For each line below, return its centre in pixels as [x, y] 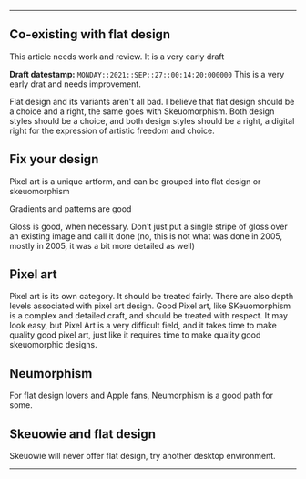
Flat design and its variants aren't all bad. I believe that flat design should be [152, 101]
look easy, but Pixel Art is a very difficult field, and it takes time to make [143, 326]
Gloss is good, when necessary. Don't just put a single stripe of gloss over [149, 226]
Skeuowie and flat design [83, 434]
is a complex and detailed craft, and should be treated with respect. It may [149, 316]
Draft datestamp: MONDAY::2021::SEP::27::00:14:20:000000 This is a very [147, 74]
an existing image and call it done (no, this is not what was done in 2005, [146, 236]
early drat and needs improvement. [75, 84]
